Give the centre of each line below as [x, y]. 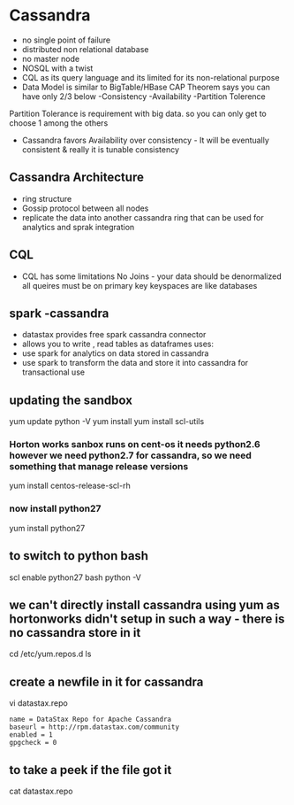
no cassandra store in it [75, 633]
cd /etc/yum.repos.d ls [50, 654]
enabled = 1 [31, 735]
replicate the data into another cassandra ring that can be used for [143, 217]
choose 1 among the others [59, 123]
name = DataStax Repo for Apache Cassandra [90, 720]
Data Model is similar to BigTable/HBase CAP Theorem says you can [146, 87]
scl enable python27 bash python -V [75, 577]
